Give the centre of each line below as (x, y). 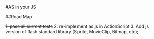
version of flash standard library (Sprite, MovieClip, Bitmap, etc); (72, 31)
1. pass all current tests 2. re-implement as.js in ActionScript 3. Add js (77, 26)
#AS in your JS (21, 7)
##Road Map (19, 17)
